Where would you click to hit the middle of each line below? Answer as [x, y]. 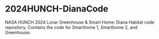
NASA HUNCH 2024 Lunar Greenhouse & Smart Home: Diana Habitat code [80, 22]
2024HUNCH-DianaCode [57, 9]
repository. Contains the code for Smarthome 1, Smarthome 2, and [71, 27]
